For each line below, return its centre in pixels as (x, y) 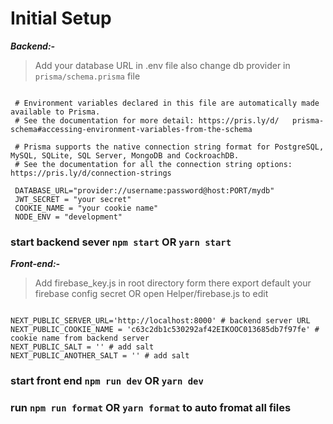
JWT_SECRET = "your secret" (73, 199)
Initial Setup (61, 18)
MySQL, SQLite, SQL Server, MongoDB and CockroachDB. (125, 155)
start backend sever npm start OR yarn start (121, 242)
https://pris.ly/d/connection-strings (91, 173)
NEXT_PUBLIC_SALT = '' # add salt (82, 347)
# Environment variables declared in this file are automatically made (167, 103)
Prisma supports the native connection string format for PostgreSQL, (174, 147)
